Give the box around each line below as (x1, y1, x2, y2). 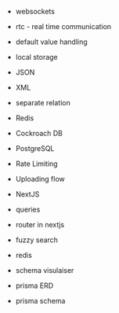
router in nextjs (15, 220, 65, 229)
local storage (15, 53, 59, 61)
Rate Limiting (15, 159, 58, 168)
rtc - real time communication (15, 22, 112, 31)
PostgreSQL (15, 144, 55, 153)
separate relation (15, 98, 70, 107)
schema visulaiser (15, 266, 74, 274)
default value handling (15, 37, 88, 46)
